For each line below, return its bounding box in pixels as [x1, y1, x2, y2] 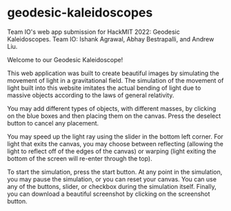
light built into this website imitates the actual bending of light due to [7, 83, 201, 92]
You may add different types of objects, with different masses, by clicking [7, 104, 217, 112]
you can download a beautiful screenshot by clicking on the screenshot [7, 190, 210, 198]
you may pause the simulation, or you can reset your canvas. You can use [7, 174, 217, 183]
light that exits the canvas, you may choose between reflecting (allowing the [7, 139, 224, 148]
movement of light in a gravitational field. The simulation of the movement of [7, 76, 224, 84]
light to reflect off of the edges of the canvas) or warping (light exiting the [7, 147, 217, 155]
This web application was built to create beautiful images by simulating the [7, 69, 219, 77]
